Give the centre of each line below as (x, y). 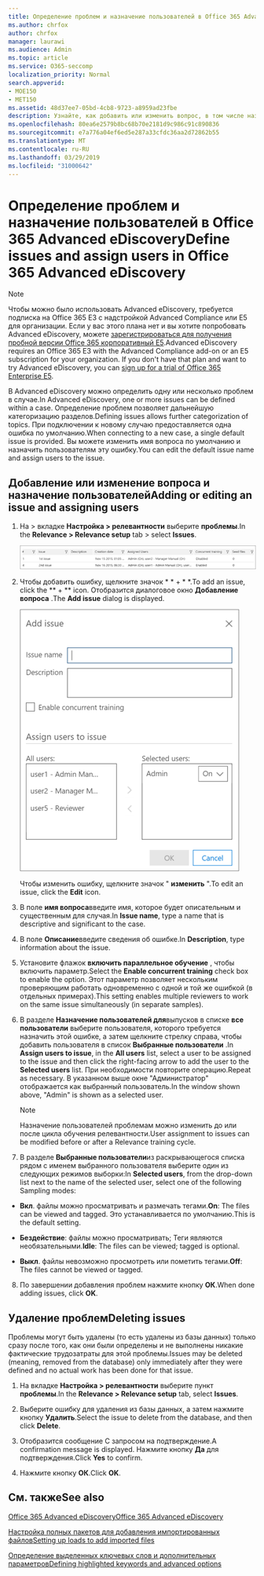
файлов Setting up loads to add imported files (81, 1540)
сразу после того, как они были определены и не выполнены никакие (126, 1345)
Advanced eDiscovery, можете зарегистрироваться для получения (120, 335)
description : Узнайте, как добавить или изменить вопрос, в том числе (126, 116)
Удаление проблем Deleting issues (97, 1318)
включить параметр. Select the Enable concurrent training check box (134, 971)
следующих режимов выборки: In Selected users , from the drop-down (136, 1174)
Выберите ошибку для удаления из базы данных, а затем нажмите (132, 1409)
